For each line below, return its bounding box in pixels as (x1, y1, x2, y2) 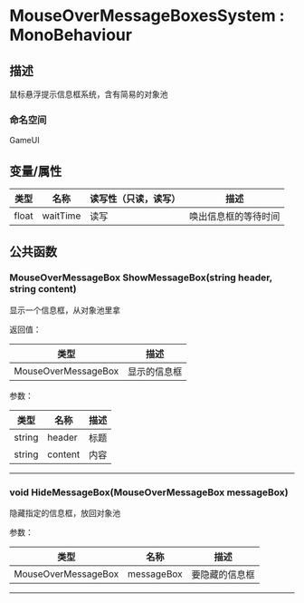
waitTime (42, 209, 81, 222)
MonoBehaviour (9, 24, 133, 45)
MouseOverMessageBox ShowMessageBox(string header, (9, 271, 273, 284)
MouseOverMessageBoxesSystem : (9, 5, 285, 26)
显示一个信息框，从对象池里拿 (9, 305, 120, 316)
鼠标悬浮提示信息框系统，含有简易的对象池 (9, 89, 168, 100)
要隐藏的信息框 (191, 569, 255, 581)
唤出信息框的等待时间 (188, 210, 280, 223)
